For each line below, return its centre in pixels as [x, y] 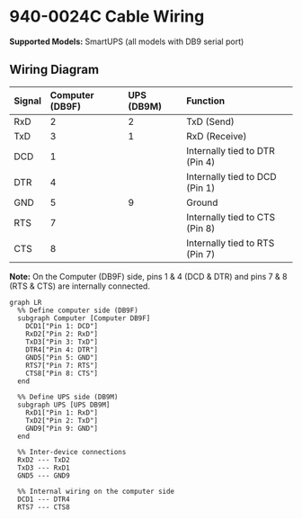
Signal [28, 101]
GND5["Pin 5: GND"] [62, 357]
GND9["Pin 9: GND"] [62, 428]
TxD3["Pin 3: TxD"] [62, 342]
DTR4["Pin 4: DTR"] [62, 349]
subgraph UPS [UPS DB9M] [64, 405]
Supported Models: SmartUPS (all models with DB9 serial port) [127, 41]
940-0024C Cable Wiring [107, 17]
